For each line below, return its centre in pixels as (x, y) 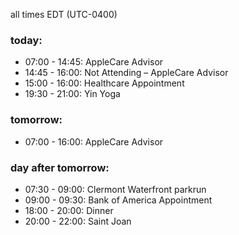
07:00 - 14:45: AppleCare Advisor (94, 62)
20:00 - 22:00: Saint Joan (78, 221)
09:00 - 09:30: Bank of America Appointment (118, 200)
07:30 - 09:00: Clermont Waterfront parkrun (115, 189)
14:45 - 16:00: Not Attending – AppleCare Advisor (126, 73)
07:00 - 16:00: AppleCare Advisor (94, 141)
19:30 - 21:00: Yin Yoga (72, 94)
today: (26, 40)
